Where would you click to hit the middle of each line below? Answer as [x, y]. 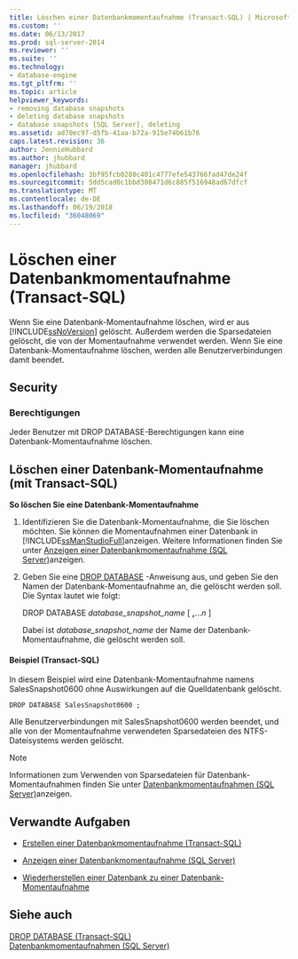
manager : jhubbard [43, 166]
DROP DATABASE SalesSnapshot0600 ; [75, 705]
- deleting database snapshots [67, 116]
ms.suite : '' [33, 59]
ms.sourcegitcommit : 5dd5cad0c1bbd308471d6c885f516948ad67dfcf [129, 183]
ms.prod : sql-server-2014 [57, 42]
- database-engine [43, 75]
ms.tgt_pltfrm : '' [43, 83]
